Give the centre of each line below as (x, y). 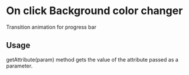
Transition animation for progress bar (51, 27)
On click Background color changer (94, 11)
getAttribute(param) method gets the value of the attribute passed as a (92, 59)
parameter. (19, 66)
